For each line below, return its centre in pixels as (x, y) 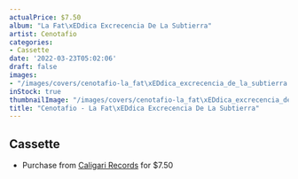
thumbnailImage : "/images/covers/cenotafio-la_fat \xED (113, 100)
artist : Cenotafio (43, 34)
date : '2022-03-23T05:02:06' (63, 58)
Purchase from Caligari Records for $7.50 (98, 166)
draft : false (33, 67)
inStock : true (35, 91)
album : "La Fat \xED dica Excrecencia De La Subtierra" (111, 26)
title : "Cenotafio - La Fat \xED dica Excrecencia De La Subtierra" (134, 108)
